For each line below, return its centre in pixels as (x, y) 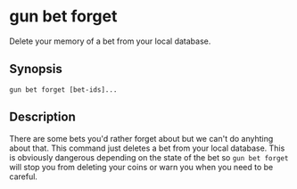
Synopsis (36, 69)
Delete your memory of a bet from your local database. (110, 41)
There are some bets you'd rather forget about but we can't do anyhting (141, 138)
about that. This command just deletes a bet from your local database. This (147, 148)
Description (42, 117)
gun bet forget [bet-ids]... (63, 90)
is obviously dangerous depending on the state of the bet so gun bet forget (149, 157)
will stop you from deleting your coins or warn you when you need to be (141, 167)
